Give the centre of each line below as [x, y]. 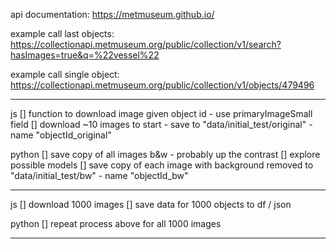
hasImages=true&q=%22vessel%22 [85, 55]
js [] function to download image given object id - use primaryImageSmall [161, 113]
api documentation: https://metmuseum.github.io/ [112, 14]
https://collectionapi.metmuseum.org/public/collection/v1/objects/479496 [162, 85]
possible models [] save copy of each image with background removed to [162, 165]
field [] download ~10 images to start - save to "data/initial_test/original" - [161, 124]
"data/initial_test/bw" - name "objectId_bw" [99, 175]
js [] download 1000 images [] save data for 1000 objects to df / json [151, 204]
